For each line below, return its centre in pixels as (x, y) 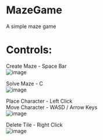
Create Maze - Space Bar (36, 66)
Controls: (29, 50)
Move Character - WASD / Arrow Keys (52, 107)
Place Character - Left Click (39, 101)
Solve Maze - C (25, 83)
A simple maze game (31, 26)
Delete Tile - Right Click (34, 125)
